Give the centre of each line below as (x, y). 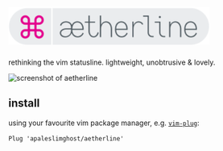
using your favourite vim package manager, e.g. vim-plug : (104, 123)
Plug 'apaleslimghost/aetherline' (66, 138)
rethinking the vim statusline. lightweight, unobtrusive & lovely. (112, 62)
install (24, 103)
